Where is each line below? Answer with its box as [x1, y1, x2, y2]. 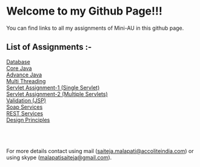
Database [6, 58, 30, 65]
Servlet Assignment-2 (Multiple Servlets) [6, 90, 108, 98]
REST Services [6, 109, 44, 117]
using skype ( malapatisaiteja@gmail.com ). [6, 154, 112, 161]
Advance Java [6, 71, 42, 78]
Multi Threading [6, 77, 46, 84]
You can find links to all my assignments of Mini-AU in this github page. [6, 24, 184, 32]
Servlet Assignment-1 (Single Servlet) [6, 84, 100, 91]
